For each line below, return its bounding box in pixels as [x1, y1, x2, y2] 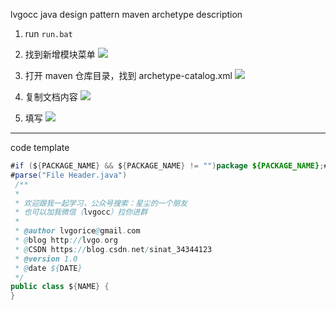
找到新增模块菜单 [24, 49, 96, 60]
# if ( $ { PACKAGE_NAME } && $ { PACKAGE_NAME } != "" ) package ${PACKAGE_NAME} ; [10, 161, 325, 171]
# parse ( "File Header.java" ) [10, 170, 128, 180]
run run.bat [24, 28, 73, 39]
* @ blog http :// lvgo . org [14, 235, 118, 245]
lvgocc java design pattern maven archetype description [10, 9, 243, 20]
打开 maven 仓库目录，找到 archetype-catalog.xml [24, 70, 233, 81]
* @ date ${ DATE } [14, 263, 83, 273]
